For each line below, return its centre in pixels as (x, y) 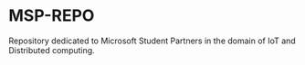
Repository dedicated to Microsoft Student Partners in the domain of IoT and (152, 41)
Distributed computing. (52, 50)
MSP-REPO (52, 16)
